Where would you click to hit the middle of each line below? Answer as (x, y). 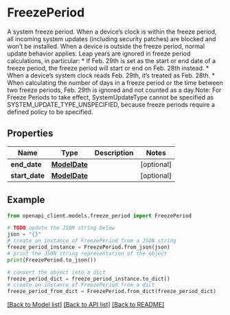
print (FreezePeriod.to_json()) (52, 260)
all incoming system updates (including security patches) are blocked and (112, 38)
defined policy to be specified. (50, 112)
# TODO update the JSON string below (61, 228)
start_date (28, 175)
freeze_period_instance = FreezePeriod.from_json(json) (89, 247)
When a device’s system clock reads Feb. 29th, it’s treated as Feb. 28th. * (111, 75)
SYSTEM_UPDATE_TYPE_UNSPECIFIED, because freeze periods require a (111, 104)
